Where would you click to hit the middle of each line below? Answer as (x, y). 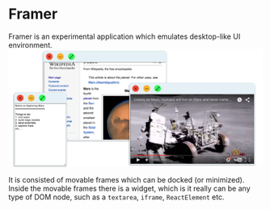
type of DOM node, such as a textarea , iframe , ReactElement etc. (116, 197)
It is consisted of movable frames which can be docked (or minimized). (127, 179)
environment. (30, 44)
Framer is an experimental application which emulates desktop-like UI (124, 36)
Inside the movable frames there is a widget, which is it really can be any (129, 188)
